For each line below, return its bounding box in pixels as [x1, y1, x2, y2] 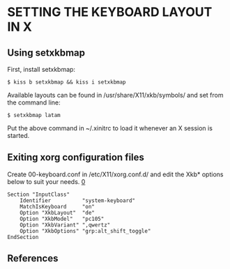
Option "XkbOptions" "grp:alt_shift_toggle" [20, 227, 151, 234]
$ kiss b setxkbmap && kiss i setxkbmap [7, 79, 127, 86]
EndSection [7, 233, 39, 240]
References [7, 252, 59, 265]
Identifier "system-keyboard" [20, 197, 136, 204]
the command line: [7, 98, 61, 107]
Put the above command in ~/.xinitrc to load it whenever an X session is [7, 124, 213, 132]
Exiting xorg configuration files [7, 151, 145, 164]
